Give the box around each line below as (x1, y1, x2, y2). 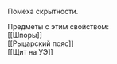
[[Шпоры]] (7, 31, 43, 40)
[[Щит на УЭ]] (7, 47, 53, 56)
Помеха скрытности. (7, 7, 79, 16)
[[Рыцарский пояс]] (7, 39, 74, 48)
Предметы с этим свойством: (7, 22, 109, 31)
